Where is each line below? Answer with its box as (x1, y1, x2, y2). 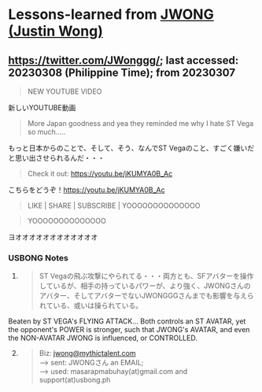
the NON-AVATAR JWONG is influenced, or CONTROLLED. (8, 333, 198, 343)
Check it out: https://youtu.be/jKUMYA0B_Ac (27, 169, 173, 178)
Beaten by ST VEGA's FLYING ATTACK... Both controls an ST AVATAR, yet (8, 316, 246, 326)
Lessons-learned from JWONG (8, 6, 214, 24)
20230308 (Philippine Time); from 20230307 (8, 65, 236, 80)
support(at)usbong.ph (39, 375, 111, 385)
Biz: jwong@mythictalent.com (39, 349, 136, 358)
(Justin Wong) (8, 22, 104, 40)
